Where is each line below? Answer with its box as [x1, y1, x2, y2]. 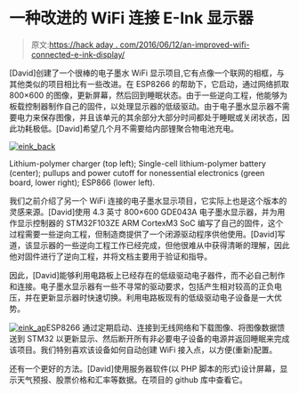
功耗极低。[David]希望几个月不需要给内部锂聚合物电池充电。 [16, 123, 238, 133]
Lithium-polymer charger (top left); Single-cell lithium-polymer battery [9, 157, 267, 169]
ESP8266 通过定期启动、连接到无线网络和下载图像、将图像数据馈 [45, 322, 286, 333]
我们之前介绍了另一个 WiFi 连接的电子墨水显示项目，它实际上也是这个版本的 [9, 195, 287, 205]
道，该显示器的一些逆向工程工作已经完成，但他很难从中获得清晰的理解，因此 [9, 239, 290, 250]
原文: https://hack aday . [30, 39, 118, 50]
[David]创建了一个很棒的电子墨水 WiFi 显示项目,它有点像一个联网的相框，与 [9, 68, 285, 78]
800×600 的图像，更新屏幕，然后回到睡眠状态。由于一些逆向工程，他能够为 [9, 90, 287, 101]
